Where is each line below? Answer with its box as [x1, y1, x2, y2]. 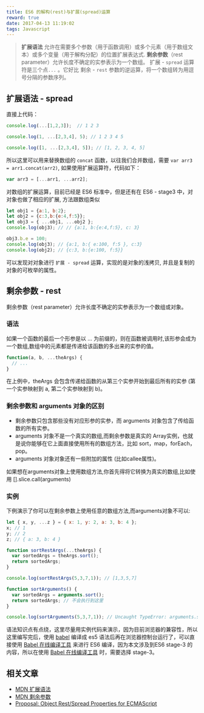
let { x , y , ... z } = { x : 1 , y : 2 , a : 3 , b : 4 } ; [6, 520, 138, 526]
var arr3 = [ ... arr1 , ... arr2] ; [6, 176, 88, 183]
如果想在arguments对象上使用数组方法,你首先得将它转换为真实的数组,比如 [6, 468, 191, 475]
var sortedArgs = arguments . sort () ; [12, 591, 104, 598]
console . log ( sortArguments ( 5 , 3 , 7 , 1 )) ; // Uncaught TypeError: [6, 614, 167, 621]
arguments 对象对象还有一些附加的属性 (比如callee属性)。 [15, 454, 160, 462]
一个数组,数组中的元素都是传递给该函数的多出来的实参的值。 [6, 342, 157, 350]
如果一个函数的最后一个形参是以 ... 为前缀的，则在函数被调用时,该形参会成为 [6, 335, 197, 342]
